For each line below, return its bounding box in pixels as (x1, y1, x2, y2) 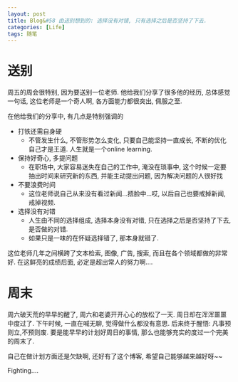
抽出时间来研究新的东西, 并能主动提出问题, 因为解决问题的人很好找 (28, 171, 223, 180)
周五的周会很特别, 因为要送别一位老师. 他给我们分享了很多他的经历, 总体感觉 (7, 88, 230, 97)
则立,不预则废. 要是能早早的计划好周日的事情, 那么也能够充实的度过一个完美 (7, 328, 229, 336)
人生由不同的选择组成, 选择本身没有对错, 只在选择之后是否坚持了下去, (28, 216, 232, 225)
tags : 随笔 (7, 30, 38, 38)
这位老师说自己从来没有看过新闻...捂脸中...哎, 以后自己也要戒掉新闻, (28, 189, 226, 198)
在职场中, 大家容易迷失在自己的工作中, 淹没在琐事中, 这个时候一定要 (28, 163, 227, 171)
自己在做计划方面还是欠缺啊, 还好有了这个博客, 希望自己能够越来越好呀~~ (7, 352, 223, 361)
